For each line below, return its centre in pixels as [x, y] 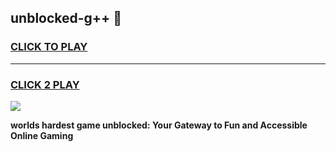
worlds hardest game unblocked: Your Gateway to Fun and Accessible [159, 125]
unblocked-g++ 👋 [66, 18]
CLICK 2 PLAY [45, 84]
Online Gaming [42, 135]
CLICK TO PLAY [49, 47]
